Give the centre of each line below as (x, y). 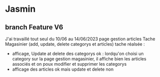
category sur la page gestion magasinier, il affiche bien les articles (79, 59)
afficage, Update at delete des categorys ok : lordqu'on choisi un (78, 53)
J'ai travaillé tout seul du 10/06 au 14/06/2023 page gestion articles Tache (80, 39)
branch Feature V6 (34, 27)
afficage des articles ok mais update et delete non (63, 69)
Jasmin (20, 9)
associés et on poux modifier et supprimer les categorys (69, 64)
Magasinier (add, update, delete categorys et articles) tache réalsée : (75, 44)
